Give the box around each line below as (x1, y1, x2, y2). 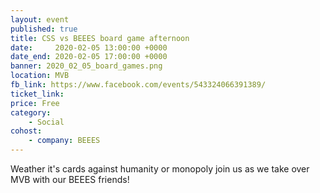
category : (10, 107, 52, 118)
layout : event (10, 14, 70, 25)
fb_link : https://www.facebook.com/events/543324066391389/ (10, 80, 267, 90)
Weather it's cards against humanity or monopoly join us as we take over (10, 163, 310, 175)
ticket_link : (10, 89, 65, 99)
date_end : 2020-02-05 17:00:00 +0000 (10, 52, 168, 62)
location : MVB (10, 71, 70, 81)
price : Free (10, 98, 60, 108)
